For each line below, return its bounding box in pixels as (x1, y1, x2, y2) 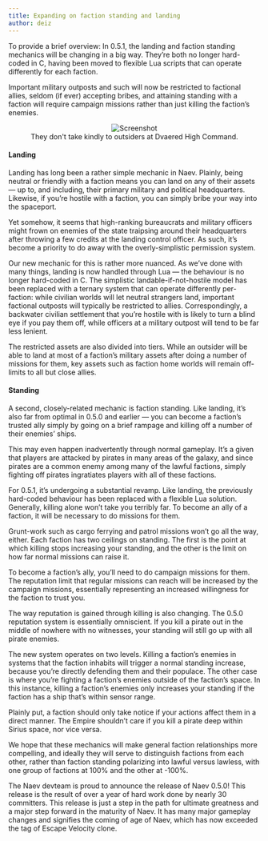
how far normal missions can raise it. (8, 551, 130, 561)
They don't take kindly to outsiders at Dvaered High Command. (30, 131, 238, 141)
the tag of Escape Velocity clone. (8, 823, 118, 833)
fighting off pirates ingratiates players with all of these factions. (8, 470, 217, 479)
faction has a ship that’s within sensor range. (8, 691, 156, 701)
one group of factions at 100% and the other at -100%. (8, 765, 189, 775)
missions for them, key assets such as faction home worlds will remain (8, 358, 241, 368)
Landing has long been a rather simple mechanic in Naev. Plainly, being (8, 167, 244, 177)
